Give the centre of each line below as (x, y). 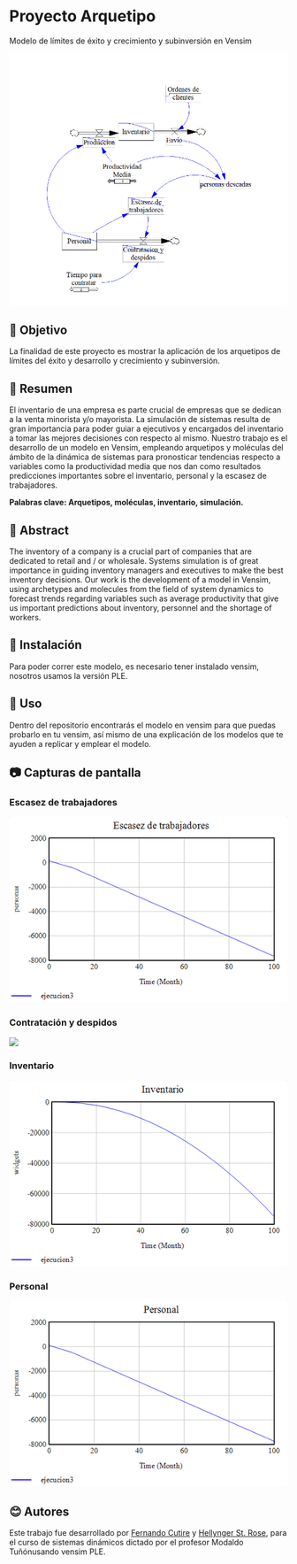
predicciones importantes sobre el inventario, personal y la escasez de (138, 476)
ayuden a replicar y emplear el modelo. (80, 743)
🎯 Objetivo (38, 330)
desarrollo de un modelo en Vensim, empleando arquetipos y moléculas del (146, 448)
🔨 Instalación (46, 645)
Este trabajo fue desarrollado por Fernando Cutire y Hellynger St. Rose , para (148, 1532)
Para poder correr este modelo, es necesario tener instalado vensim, (134, 666)
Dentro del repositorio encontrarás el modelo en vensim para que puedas (143, 725)
